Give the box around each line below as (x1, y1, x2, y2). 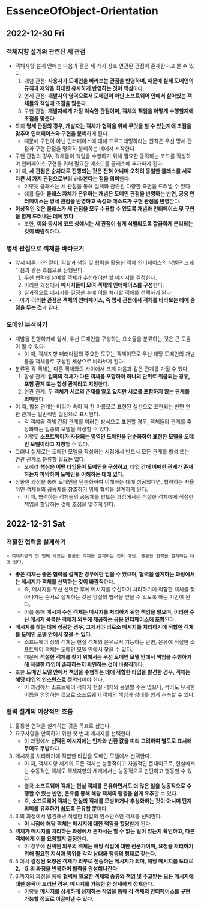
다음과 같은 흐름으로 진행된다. (14, 267, 85, 274)
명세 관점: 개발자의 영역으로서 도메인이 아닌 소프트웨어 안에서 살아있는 (23, 92, 186, 99)
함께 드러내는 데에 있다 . (20, 212, 75, 220)
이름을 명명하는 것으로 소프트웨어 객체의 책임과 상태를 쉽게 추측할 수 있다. (23, 691, 196, 699)
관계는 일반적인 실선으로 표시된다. (21, 410, 100, 418)
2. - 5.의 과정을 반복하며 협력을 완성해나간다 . (14, 865, 119, 872)
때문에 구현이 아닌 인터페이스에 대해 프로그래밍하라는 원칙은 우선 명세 (23, 137, 186, 144)
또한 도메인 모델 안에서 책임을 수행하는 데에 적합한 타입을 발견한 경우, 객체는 (14, 669, 191, 676)
